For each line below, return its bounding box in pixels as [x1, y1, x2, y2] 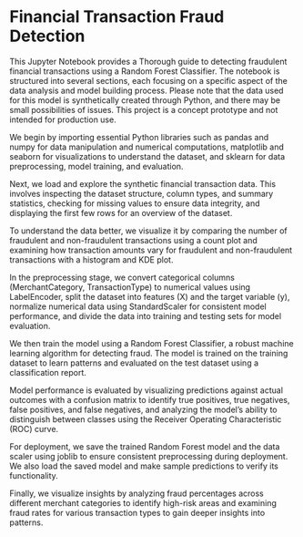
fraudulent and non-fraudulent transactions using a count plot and [9, 234, 258, 245]
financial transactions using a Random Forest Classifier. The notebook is [9, 66, 280, 77]
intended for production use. [9, 114, 116, 125]
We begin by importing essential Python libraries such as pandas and [9, 131, 269, 142]
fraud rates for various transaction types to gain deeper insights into [9, 507, 266, 518]
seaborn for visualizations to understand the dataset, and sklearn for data [9, 150, 286, 161]
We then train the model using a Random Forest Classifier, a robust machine [9, 337, 294, 348]
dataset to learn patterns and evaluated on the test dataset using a [9, 357, 259, 368]
